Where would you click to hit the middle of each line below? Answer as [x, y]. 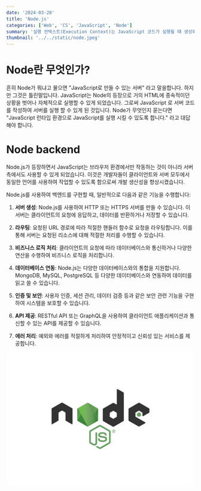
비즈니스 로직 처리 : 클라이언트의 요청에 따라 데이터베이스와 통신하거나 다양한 [103, 248]
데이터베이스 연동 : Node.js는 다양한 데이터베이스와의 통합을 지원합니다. [98, 268]
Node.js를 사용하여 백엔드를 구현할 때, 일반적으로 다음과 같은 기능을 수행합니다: [99, 195]
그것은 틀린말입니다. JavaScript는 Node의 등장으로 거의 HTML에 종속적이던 [101, 95]
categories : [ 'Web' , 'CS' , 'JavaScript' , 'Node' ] [69, 25]
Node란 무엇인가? [48, 70]
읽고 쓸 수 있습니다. [37, 283]
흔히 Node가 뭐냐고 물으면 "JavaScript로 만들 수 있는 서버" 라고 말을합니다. [95, 88]
